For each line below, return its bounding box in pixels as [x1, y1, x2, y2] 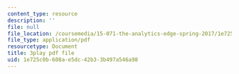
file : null [7, 23, 40, 30]
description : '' [7, 17, 55, 24]
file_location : [7, 30, 53, 37]
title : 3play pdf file [7, 50, 75, 57]
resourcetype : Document [7, 43, 78, 50]
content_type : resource [7, 10, 78, 18]
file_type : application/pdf [7, 37, 91, 44]
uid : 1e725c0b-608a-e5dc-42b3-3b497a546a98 [7, 56, 139, 63]
